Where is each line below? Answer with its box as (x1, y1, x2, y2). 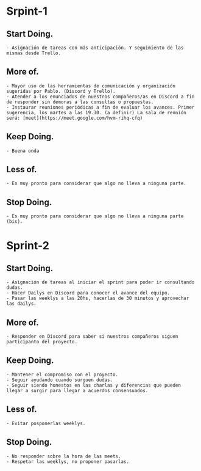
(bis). (6, 219, 23, 225)
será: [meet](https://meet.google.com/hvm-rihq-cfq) (6, 115, 143, 121)
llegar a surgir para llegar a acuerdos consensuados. (6, 387, 149, 393)
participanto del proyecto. (6, 339, 78, 345)
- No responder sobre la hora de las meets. (6, 453, 121, 459)
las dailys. (6, 301, 37, 307)
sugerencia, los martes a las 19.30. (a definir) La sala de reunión (6, 109, 187, 115)
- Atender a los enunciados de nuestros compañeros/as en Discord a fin (6, 93, 195, 100)
